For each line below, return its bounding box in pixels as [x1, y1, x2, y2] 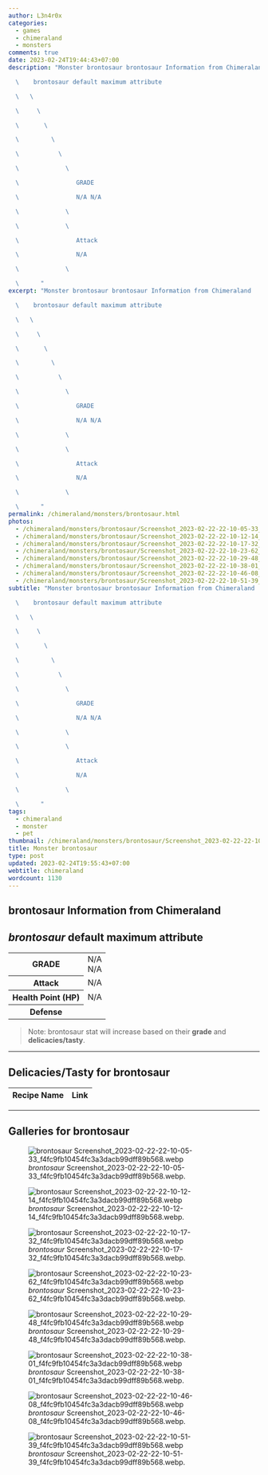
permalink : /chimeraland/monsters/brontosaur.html [8, 510, 180, 518]
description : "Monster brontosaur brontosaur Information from [8, 64, 223, 72]
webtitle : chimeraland [8, 867, 84, 875]
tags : [8, 807, 26, 816]
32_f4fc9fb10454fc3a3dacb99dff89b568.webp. [28, 1253, 186, 1262]
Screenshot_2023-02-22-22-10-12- [66, 1203, 183, 1213]
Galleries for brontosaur [8, 1125, 130, 1139]
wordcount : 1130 [8, 874, 62, 882]
